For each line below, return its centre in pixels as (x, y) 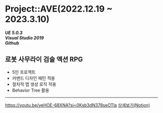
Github (12, 43)
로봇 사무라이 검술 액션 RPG (44, 59)
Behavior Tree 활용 (31, 90)
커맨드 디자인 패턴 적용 (33, 78)
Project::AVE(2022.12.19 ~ (59, 9)
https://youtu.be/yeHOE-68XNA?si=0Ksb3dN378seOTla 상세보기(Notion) (78, 105)
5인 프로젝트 (24, 72)
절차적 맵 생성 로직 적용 (34, 84)
